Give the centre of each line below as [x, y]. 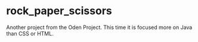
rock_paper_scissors [59, 11]
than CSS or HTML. [30, 33]
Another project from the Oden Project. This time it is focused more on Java [99, 27]
